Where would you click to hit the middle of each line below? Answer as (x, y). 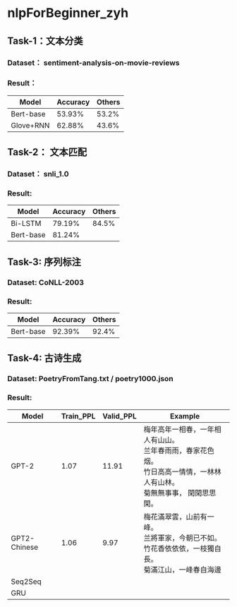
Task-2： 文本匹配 (47, 152)
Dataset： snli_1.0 (38, 174)
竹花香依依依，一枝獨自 (183, 548)
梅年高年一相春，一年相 (183, 429)
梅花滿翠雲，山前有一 (179, 517)
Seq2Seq (26, 582)
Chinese (25, 547)
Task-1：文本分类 (45, 41)
